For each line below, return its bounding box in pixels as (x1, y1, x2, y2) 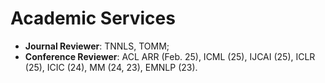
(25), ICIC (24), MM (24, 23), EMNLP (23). (24, 61, 198, 73)
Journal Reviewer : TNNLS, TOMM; (24, 40, 170, 52)
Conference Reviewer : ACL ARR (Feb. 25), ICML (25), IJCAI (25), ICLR (24, 50, 316, 62)
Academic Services (10, 7, 176, 30)
